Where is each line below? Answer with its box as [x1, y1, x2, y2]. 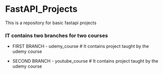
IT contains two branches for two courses [5, 32, 108, 39]
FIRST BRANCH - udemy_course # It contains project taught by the [12, 43, 149, 49]
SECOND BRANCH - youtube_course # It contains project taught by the [12, 58, 159, 64]
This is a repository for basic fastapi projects [5, 20, 97, 26]
